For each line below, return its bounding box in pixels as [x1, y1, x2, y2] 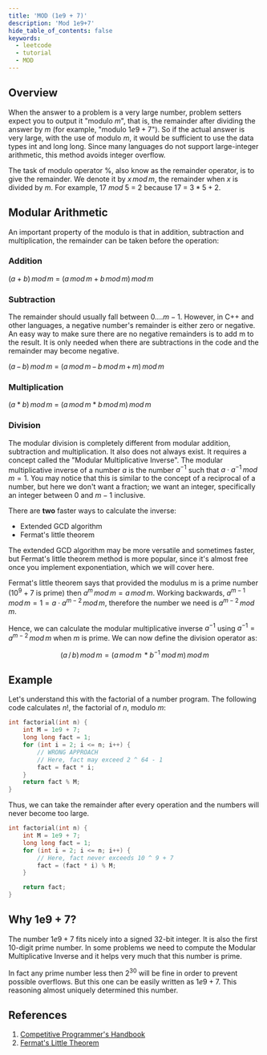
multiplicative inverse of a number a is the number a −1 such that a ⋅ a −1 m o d [8, 463, 258, 475]
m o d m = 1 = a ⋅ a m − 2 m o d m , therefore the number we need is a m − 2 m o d [8, 596, 255, 608]
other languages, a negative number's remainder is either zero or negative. [8, 321, 256, 330]
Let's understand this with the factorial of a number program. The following [8, 694, 257, 704]
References [8, 1008, 67, 1022]
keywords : [8, 34, 42, 42]
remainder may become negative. [8, 346, 119, 356]
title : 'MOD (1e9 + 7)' [8, 11, 88, 20]
